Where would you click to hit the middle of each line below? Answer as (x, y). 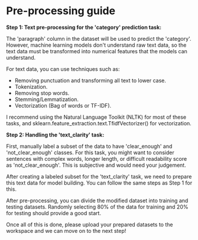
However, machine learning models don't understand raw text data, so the (96, 45)
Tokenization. (31, 86)
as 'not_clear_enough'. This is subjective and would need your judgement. (96, 165)
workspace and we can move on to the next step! (66, 231)
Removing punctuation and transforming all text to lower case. (90, 80)
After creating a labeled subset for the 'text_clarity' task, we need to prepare (99, 176)
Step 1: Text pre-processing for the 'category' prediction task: (84, 27)
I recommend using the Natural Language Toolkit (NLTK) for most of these (96, 117)
